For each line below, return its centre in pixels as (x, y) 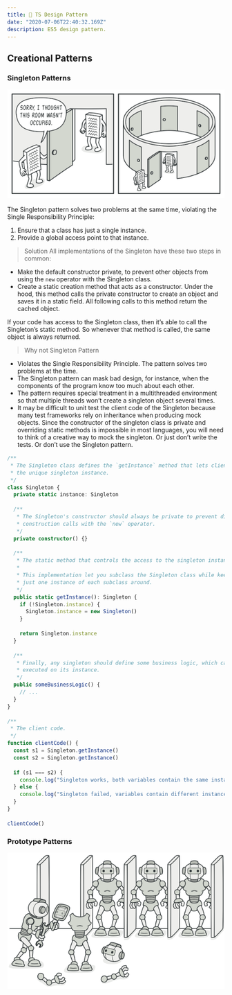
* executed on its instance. (58, 670)
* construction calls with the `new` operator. (86, 524)
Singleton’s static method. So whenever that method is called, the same (109, 330)
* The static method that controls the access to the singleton (111, 561)
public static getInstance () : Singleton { (75, 597)
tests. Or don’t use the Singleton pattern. (75, 445)
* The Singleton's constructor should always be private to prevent (117, 517)
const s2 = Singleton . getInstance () (66, 758)
